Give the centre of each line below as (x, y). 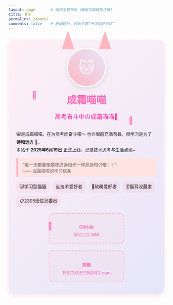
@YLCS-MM (86, 235)
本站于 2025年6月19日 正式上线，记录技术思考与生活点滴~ (76, 150)
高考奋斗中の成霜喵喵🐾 (86, 117)
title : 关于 (20, 14)
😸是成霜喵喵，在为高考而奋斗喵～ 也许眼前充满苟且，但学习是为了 (84, 134)
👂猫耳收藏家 (139, 187)
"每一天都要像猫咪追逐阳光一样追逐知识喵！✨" (70, 165)
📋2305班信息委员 (39, 201)
